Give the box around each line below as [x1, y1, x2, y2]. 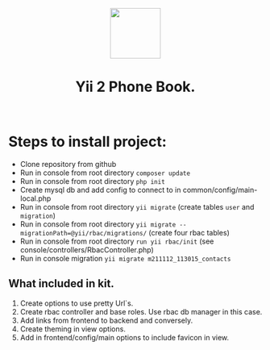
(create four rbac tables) [148, 227, 230, 237]
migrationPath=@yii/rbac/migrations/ [19, 229, 147, 237]
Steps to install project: [8, 133, 167, 151]
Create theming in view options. [19, 323, 127, 334]
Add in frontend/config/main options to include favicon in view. [19, 332, 230, 342]
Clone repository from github [19, 159, 117, 169]
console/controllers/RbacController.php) [19, 244, 155, 254]
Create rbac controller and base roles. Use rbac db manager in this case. [19, 306, 263, 316]
